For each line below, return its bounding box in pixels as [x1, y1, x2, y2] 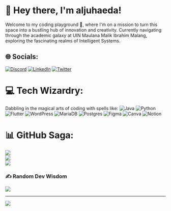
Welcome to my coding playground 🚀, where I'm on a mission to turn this [5, 21, 158, 28]
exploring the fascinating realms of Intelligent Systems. [5, 38, 121, 44]
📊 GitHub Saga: [5, 129, 74, 141]
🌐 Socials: [5, 52, 39, 61]
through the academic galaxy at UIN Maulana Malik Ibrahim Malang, [5, 32, 148, 38]
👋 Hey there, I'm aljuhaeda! [5, 5, 122, 16]
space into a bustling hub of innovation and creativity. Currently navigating [5, 27, 162, 33]
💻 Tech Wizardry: [5, 85, 83, 96]
